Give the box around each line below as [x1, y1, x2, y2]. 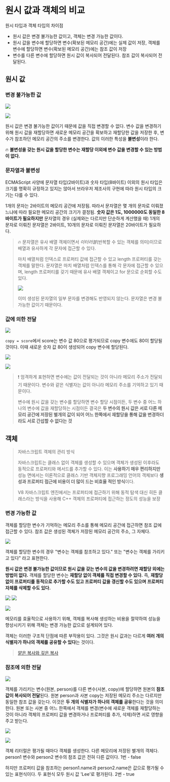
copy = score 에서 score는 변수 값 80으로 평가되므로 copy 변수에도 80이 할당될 [5, 338, 163, 344]
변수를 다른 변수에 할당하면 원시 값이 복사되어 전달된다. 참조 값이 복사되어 [12, 52, 157, 58]
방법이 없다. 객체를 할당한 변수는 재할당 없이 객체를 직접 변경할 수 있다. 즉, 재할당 [5, 572, 163, 578]
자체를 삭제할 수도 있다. [5, 585, 51, 591]
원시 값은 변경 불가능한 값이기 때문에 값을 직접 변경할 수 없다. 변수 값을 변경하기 [5, 123, 162, 129]
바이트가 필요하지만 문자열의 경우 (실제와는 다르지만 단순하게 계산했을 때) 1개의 [5, 215, 160, 221]
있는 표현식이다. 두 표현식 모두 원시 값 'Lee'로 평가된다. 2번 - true [5, 771, 135, 777]
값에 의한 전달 [5, 315, 37, 322]
